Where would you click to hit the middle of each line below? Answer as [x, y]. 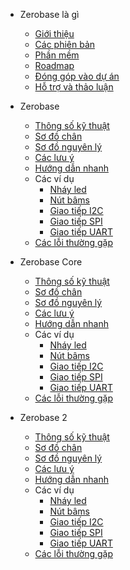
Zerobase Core [51, 262]
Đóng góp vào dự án [77, 76]
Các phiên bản [65, 44]
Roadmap [54, 65]
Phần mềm [57, 55]
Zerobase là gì [49, 14]
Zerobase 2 [43, 417]
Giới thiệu [54, 33]
